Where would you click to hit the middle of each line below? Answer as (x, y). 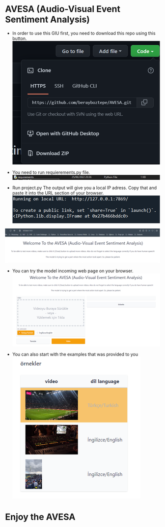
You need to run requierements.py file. (51, 172)
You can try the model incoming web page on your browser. (73, 271)
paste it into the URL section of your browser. (58, 193)
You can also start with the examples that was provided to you (75, 354)
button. (19, 38)
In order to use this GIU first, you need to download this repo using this (84, 33)
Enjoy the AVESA (40, 517)
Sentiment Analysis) (47, 19)
